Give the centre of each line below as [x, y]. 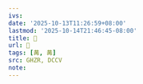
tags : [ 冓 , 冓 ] [32, 53]
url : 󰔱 [19, 46]
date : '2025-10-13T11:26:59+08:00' [68, 23]
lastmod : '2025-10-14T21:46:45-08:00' [73, 30]
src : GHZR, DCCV [35, 61]
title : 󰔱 [23, 38]
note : [17, 68]
